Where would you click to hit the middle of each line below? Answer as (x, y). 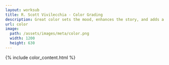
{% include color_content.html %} (40, 57)
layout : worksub (22, 10)
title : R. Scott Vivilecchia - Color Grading (54, 15)
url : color (17, 24)
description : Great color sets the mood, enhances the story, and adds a (85, 19)
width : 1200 (23, 39)
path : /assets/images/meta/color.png (50, 34)
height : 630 (23, 43)
